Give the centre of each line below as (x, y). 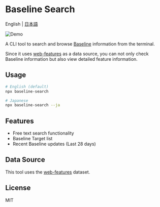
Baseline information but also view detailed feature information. (72, 59)
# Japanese (17, 100)
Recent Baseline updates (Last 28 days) (54, 144)
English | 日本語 (22, 24)
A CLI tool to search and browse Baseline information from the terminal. (80, 44)
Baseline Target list (33, 139)
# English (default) (27, 87)
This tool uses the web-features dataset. (48, 172)
